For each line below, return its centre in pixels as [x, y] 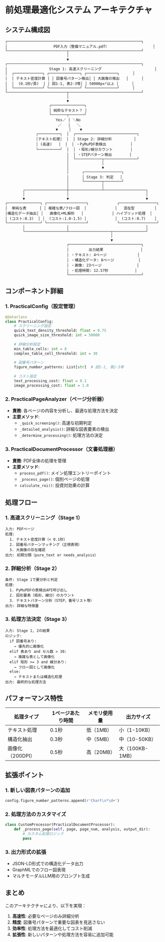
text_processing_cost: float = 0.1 [50, 381]
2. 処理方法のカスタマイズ [36, 814]
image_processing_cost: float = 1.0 [52, 385]
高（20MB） [101, 752]
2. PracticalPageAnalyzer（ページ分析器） [56, 399]
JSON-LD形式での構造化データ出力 [48, 864]
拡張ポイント [25, 775]
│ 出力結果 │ [105, 250]
